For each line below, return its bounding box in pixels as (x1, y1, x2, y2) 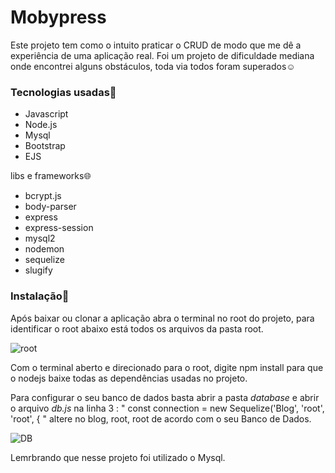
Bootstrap (24, 140, 66, 152)
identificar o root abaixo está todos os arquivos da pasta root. (10, 322, 264, 335)
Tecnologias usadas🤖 (10, 85, 117, 99)
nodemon (24, 243, 65, 255)
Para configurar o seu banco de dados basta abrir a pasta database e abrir (10, 391, 320, 403)
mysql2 (24, 232, 56, 245)
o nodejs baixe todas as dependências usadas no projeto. (10, 372, 248, 384)
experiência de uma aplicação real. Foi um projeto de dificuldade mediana (10, 49, 315, 61)
